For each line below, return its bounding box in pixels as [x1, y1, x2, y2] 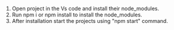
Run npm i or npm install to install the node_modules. [11, 11, 142, 18]
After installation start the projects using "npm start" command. [11, 18, 169, 24]
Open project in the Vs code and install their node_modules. [11, 5, 160, 12]
